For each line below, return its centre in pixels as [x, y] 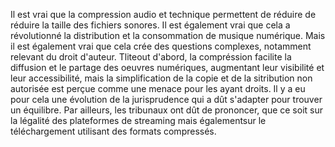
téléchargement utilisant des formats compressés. [113, 131]
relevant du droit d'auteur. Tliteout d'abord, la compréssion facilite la [151, 57]
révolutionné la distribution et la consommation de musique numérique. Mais [168, 35]
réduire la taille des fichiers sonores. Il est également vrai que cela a [150, 25]
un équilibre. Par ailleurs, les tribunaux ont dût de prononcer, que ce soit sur [167, 110]
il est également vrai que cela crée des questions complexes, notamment [161, 46]
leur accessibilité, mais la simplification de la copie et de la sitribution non [161, 78]
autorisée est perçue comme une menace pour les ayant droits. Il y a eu [158, 88]
